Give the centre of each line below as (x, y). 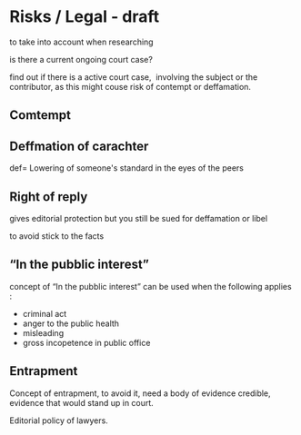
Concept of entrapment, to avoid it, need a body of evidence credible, (140, 393)
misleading (43, 332)
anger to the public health (71, 323)
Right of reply (49, 197)
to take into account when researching (81, 42)
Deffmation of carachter (79, 146)
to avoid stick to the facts (57, 236)
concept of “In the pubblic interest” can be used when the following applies (151, 286)
